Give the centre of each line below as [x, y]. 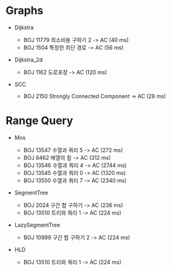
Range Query [39, 121]
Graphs [25, 11]
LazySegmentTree [37, 225]
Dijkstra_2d [28, 60]
